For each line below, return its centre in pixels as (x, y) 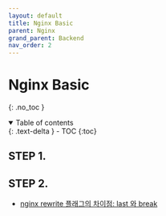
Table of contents (45, 123)
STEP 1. (27, 156)
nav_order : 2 (30, 46)
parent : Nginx (32, 30)
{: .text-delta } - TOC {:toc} (53, 131)
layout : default (35, 16)
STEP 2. (28, 184)
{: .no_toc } (26, 107)
